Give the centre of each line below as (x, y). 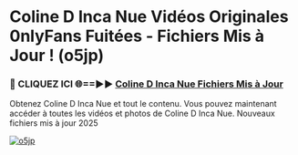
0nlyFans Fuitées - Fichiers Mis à (137, 36)
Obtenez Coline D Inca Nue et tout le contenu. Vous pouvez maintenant (143, 104)
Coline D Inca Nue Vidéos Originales (149, 17)
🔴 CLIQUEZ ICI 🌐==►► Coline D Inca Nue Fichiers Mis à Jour (147, 84)
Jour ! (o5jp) (57, 56)
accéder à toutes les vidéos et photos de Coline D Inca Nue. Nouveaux (142, 114)
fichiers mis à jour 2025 (54, 123)
